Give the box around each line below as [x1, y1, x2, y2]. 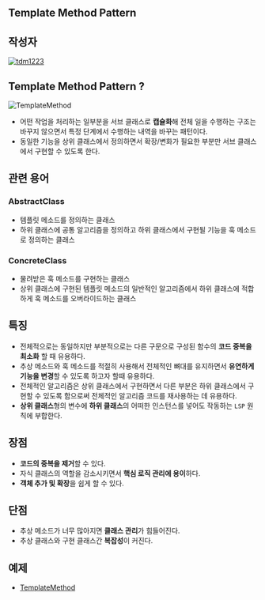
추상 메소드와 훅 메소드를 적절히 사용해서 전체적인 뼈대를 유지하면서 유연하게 [19, 361, 255, 371]
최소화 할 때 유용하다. [19, 351, 85, 360]
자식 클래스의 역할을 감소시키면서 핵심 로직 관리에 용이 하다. [19, 468, 201, 477]
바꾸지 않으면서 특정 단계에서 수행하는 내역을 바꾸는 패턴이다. [19, 126, 208, 137]
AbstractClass [8, 196, 65, 207]
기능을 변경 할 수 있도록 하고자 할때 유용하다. [19, 371, 155, 380]
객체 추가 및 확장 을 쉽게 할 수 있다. [19, 478, 124, 488]
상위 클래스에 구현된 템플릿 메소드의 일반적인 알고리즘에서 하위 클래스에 [19, 284, 240, 293]
